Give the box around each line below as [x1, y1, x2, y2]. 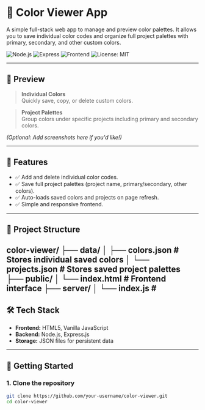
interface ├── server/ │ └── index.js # [6, 283, 157, 294]
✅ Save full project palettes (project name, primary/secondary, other [15, 180, 187, 187]
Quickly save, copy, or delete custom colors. [21, 97, 133, 104]
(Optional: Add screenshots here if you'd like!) [6, 133, 122, 141]
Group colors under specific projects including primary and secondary [21, 115, 198, 122]
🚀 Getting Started [6, 360, 74, 371]
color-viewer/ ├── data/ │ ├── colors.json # [6, 245, 179, 256]
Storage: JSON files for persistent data [15, 337, 114, 345]
